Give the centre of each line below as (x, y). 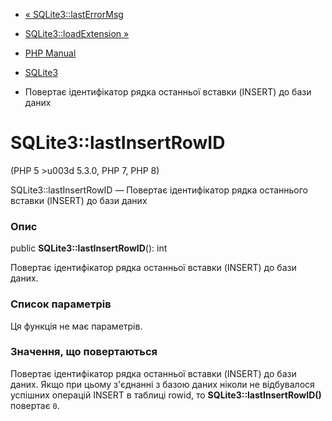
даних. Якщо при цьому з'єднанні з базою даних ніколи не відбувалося (162, 384)
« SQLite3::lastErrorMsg (74, 14)
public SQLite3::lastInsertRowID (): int (89, 248)
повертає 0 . (35, 405)
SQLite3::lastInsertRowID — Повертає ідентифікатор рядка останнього (159, 190)
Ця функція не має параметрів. (76, 326)
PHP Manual (50, 53)
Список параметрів (61, 304)
